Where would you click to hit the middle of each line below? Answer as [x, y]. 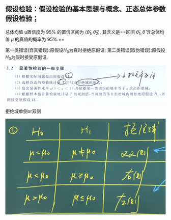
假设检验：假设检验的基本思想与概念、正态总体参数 [85, 9]
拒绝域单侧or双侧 [23, 111]
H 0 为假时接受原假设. [27, 58]
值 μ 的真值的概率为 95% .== [35, 39]
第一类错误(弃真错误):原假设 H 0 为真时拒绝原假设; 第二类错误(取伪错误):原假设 [85, 51]
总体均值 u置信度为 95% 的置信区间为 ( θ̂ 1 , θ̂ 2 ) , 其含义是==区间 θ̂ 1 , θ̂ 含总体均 [85, 32]
